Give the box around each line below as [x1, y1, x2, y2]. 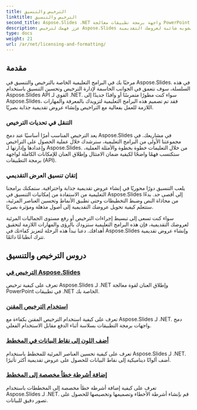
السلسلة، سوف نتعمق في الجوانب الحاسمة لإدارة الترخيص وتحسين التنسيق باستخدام [6, 85, 191, 92]
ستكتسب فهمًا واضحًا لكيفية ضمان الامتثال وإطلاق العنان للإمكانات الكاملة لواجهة [6, 150, 180, 157]
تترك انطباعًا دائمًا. [6, 233, 46, 241]
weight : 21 [6, 36, 33, 42]
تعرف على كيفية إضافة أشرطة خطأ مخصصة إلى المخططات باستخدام [6, 384, 157, 391]
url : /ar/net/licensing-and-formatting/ [6, 42, 107, 48]
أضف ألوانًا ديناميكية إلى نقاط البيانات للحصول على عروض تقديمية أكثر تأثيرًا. [6, 356, 171, 363]
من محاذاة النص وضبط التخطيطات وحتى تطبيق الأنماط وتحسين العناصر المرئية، [6, 197, 179, 204]
